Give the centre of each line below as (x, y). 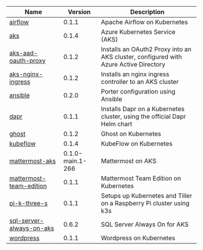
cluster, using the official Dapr (143, 116)
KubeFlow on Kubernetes (137, 143)
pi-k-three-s (29, 203)
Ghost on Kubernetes (131, 134)
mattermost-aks (33, 161)
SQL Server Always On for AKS (145, 224)
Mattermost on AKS (128, 161)
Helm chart (117, 124)
